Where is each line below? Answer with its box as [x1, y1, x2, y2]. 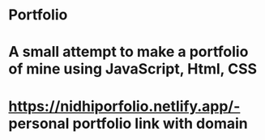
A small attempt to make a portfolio [8, 43, 249, 62]
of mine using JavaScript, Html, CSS [8, 60, 258, 78]
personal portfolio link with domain [8, 114, 249, 133]
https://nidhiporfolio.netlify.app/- [8, 97, 241, 115]
